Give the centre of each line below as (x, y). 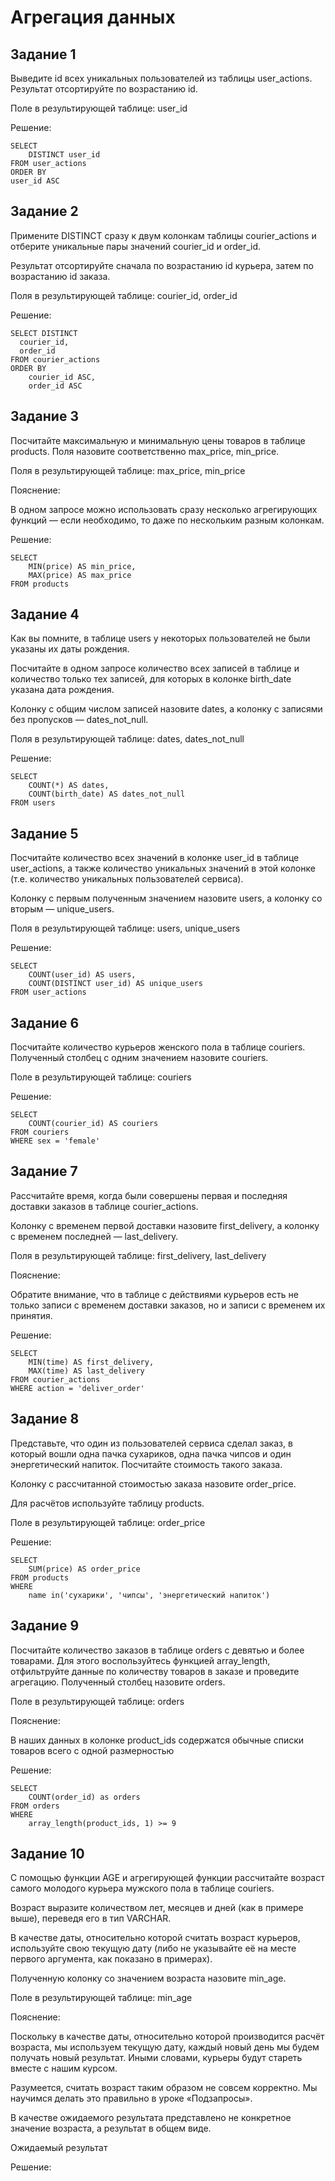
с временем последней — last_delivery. (94, 1236)
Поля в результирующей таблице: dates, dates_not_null (127, 739)
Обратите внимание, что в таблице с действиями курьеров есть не (154, 1294)
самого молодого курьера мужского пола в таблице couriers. (142, 1888)
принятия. (31, 1315)
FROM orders (35, 1806)
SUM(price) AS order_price (84, 1569)
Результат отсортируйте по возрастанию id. (104, 89)
